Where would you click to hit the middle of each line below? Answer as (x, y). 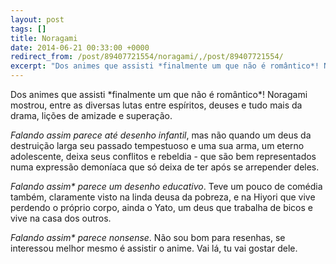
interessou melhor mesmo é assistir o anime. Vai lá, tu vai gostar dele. (154, 248)
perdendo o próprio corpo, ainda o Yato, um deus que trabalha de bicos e (161, 207)
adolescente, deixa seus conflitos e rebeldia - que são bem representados (163, 156)
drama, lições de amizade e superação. (91, 115)
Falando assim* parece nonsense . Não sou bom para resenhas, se (148, 237)
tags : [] (28, 29)
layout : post (37, 19)
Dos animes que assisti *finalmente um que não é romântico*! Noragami (159, 94)
